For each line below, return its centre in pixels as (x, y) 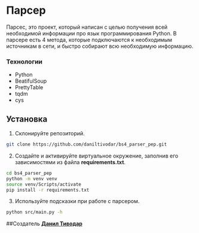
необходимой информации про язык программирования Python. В (91, 33)
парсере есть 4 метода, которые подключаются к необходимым (89, 40)
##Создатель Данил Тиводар (44, 224)
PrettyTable (29, 87)
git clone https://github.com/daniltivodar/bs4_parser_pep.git (87, 144)
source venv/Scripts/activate (44, 184)
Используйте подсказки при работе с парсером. (77, 201)
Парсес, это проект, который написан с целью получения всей (87, 27)
